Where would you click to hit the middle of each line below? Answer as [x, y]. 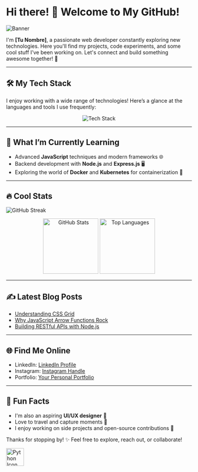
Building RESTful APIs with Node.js [57, 326]
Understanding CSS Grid [44, 314]
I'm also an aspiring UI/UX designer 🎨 [61, 415]
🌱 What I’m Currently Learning [63, 142]
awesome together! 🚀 [32, 58]
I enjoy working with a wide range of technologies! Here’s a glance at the [94, 100]
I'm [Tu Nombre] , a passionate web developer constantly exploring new [93, 40]
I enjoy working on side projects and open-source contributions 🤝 [94, 428]
